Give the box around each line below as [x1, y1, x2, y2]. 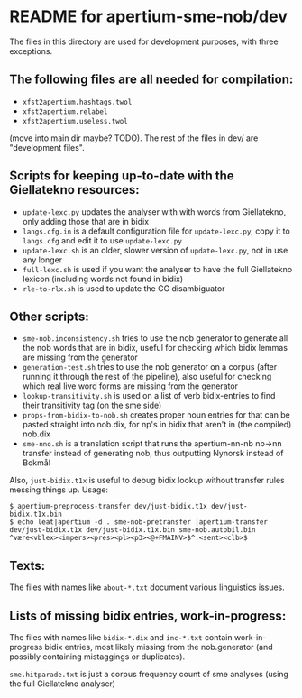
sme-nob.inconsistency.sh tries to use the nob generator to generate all [22, 333, 288, 344]
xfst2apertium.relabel [22, 106, 108, 116]
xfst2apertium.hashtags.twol [22, 97, 133, 106]
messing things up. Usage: [9, 484, 109, 495]
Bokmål [22, 457, 51, 468]
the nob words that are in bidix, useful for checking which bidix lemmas [22, 343, 288, 354]
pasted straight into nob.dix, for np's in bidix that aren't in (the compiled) [22, 419, 292, 430]
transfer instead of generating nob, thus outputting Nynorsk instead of [22, 448, 284, 459]
